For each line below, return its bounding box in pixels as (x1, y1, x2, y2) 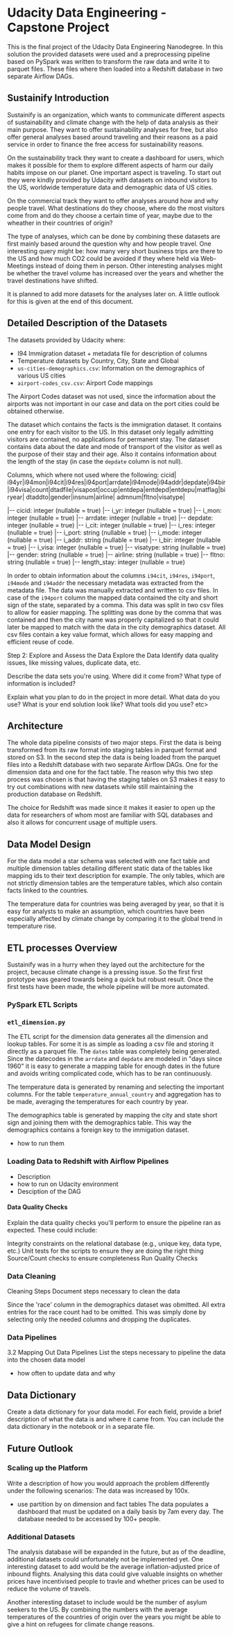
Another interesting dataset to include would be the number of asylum (7, 1598, 207, 1607)
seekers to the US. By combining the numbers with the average (7, 1605, 188, 1614)
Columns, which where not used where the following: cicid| (7, 471, 177, 479)
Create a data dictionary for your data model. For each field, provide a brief (7, 1407, 222, 1416)
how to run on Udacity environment (17, 1180, 119, 1188)
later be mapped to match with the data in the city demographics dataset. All (7, 622, 226, 631)
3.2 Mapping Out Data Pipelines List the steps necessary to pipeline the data (7, 1348, 226, 1357)
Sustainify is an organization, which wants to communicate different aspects (7, 110, 225, 119)
